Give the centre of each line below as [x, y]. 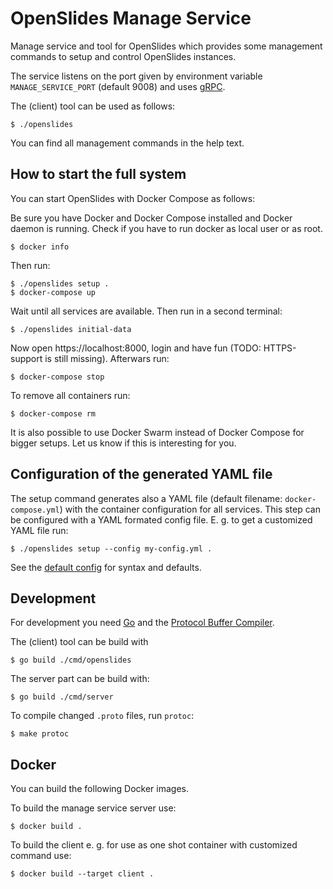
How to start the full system [98, 174]
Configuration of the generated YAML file [141, 474]
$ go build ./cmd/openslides [71, 660]
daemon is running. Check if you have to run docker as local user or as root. [166, 228]
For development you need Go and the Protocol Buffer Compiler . [142, 623]
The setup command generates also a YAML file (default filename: [146, 498]
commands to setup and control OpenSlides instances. [123, 56]
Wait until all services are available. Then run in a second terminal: [146, 311]
